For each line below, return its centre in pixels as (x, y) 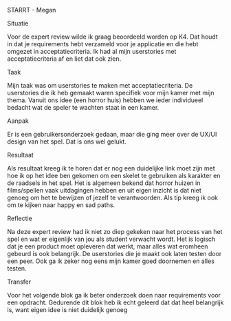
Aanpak (18, 121)
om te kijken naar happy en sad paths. (61, 205)
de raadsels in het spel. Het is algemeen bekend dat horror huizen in (104, 183)
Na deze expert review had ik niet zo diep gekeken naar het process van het (115, 232)
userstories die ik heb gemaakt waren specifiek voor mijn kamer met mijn (111, 93)
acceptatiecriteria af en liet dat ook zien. (64, 59)
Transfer (19, 282)
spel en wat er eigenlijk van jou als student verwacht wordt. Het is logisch (111, 239)
